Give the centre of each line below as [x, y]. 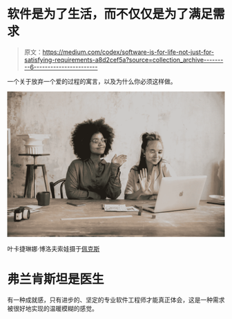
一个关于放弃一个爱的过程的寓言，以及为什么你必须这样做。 [92, 81]
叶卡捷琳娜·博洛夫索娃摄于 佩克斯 [54, 248]
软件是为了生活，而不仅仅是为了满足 [110, 14]
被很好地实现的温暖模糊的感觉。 [52, 308]
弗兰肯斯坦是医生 [56, 279]
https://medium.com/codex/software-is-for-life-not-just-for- [128, 52]
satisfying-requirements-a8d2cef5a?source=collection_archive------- [124, 60]
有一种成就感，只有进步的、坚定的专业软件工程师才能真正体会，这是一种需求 [116, 300]
